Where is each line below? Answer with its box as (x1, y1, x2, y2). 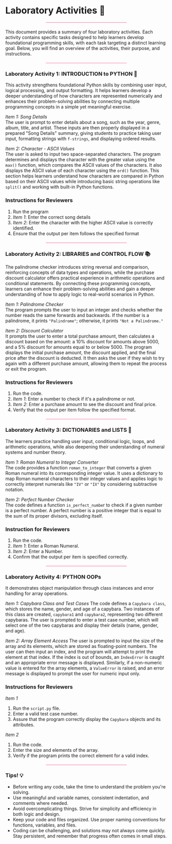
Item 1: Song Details (5, 114, 47, 120)
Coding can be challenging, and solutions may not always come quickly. (12, 827, 166, 833)
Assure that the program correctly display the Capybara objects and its (12, 716, 161, 722)
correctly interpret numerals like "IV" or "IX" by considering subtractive (5, 481, 158, 487)
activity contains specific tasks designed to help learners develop (5, 34, 144, 41)
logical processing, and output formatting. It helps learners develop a (5, 87, 151, 94)
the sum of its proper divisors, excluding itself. (5, 513, 103, 519)
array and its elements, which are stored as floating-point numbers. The (5, 643, 158, 649)
